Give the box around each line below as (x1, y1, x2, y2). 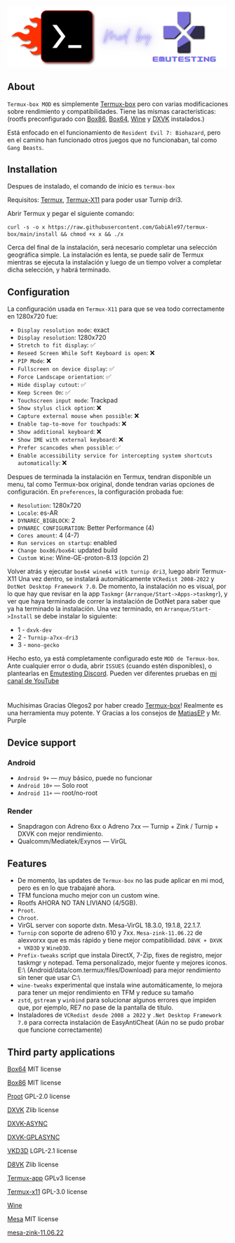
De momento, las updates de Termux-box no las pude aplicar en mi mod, (17, 877, 224, 885)
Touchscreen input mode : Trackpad (17, 396, 118, 404)
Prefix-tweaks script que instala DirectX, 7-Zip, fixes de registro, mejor (17, 951, 222, 960)
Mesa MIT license (7, 1215, 59, 1223)
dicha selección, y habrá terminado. (7, 266, 111, 274)
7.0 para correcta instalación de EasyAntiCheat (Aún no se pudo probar (17, 1019, 224, 1027)
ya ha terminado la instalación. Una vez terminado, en (7, 604, 163, 613)
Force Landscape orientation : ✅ (17, 372, 112, 381)
